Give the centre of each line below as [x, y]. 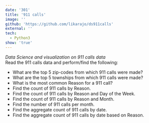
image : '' [16, 19]
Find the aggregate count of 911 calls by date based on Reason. [78, 115]
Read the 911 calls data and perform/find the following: [62, 62]
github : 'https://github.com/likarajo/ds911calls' [59, 24]
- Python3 [20, 38]
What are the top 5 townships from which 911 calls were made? [78, 77]
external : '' [19, 29]
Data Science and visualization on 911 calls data [55, 57]
